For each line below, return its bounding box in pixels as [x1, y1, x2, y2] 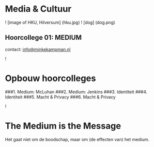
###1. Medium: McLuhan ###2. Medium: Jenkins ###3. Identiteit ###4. [5, 89, 148, 95]
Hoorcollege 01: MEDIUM [5, 33, 82, 42]
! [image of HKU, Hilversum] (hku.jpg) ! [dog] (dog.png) [5, 19, 115, 25]
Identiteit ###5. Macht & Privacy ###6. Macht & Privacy [5, 94, 116, 100]
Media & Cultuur [5, 3, 72, 15]
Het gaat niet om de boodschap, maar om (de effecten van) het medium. [5, 136, 150, 142]
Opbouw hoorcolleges [5, 73, 96, 83]
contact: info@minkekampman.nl [5, 46, 71, 52]
